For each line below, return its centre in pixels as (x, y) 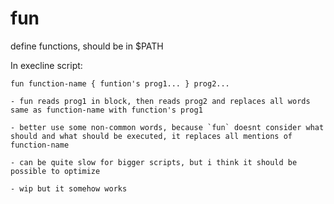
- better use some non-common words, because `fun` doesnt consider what (167, 127)
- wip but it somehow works (69, 188)
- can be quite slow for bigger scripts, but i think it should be (154, 162)
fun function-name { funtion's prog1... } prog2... (120, 83)
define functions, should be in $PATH (87, 46)
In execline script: (46, 65)
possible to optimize (55, 171)
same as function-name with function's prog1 (106, 110)
